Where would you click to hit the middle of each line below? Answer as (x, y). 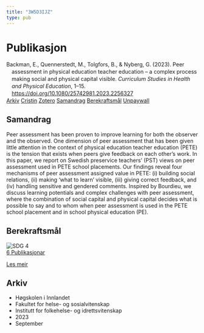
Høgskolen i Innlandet (42, 298)
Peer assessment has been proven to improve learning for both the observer (102, 134)
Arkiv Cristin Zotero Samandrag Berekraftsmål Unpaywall (78, 100)
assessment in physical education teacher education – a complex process (104, 72)
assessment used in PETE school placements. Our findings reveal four (94, 166)
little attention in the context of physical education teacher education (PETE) (102, 147)
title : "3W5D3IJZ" (30, 12)
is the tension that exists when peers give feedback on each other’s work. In (102, 153)
